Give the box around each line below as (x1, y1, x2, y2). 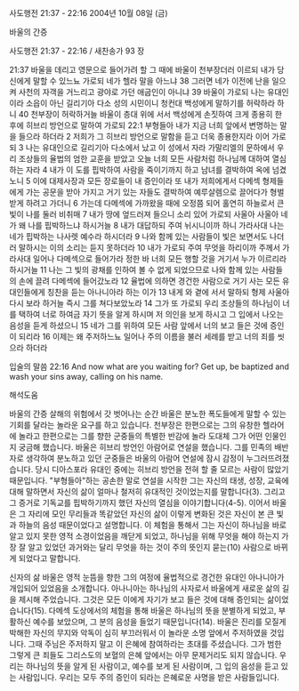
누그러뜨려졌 (246, 453, 290, 463)
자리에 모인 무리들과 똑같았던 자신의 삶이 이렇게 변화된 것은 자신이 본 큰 (28, 509, 275, 518)
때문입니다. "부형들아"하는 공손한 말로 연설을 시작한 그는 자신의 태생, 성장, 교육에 (9, 475, 289, 486)
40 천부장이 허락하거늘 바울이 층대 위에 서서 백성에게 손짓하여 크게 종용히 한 (18, 109, 283, 119)
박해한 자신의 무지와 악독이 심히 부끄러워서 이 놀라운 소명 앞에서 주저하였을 (9, 628, 269, 638)
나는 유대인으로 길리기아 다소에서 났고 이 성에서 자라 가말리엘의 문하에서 (25, 142, 275, 153)
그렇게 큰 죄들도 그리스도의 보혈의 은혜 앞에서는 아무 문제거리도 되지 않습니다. (9, 650, 278, 660)
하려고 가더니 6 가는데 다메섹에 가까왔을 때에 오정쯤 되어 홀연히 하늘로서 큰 (25, 198, 285, 208)
